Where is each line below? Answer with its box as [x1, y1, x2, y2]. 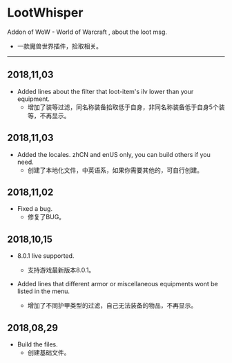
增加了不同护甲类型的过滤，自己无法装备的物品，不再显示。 [27, 301, 197, 310]
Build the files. [17, 340, 59, 348]
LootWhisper [7, 5, 84, 21]
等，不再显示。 [27, 111, 70, 120]
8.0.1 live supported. [17, 252, 75, 260]
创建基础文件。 [27, 348, 70, 357]
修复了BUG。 [27, 213, 66, 221]
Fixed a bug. [17, 205, 53, 213]
